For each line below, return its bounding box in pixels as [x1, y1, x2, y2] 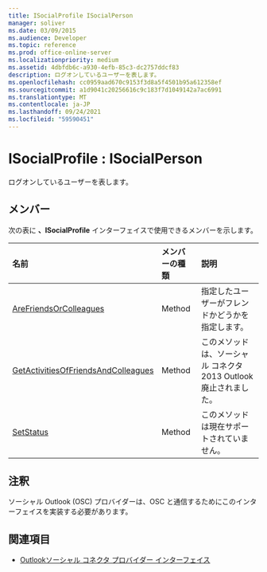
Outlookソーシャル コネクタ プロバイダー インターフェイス [19, 555, 211, 565]
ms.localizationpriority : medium [8, 57, 119, 65]
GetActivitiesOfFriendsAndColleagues [12, 364, 154, 375]
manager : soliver [8, 19, 66, 27]
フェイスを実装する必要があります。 [14, 507, 133, 516]
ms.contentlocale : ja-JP [8, 100, 91, 108]
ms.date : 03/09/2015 [8, 26, 77, 34]
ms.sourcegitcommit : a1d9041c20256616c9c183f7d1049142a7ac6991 [8, 85, 222, 94]
